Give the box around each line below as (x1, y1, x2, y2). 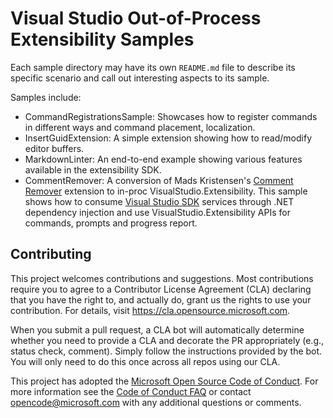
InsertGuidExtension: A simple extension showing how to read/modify (24, 132, 313, 144)
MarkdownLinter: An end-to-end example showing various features (24, 153, 303, 165)
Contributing (10, 246, 92, 263)
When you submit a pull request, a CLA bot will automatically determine (10, 323, 305, 336)
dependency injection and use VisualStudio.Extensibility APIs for (24, 206, 291, 218)
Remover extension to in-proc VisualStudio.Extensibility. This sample (24, 185, 308, 197)
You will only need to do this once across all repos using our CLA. (10, 355, 281, 367)
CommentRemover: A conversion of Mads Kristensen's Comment (24, 174, 294, 186)
